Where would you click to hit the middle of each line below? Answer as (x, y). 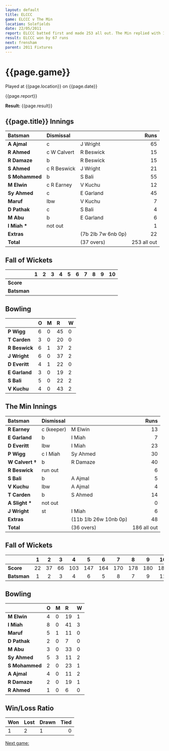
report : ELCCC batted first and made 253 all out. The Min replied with (83, 33)
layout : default (22, 10)
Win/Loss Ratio (30, 708)
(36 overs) (84, 528)
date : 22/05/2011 (23, 29)
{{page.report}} (21, 96)
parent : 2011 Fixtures (29, 47)
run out (50, 470)
